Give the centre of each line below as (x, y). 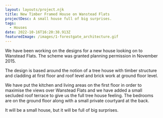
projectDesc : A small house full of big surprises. (58, 19)
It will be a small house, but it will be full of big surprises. (62, 110)
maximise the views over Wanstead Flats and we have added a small (74, 90)
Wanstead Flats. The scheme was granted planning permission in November (81, 56)
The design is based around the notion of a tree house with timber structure (81, 70)
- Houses (18, 28)
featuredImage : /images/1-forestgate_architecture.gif (62, 37)
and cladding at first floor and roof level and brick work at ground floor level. (81, 76)
